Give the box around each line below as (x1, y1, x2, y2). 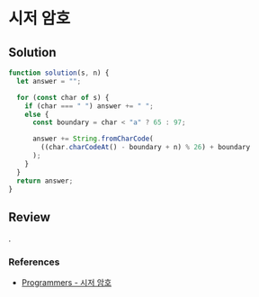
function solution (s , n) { (8, 68, 110, 77)
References (8, 256, 60, 268)
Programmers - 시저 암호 (21, 277, 112, 288)
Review (8, 209, 51, 225)
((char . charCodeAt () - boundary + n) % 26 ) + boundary (40, 143, 251, 152)
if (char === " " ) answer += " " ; (24, 101, 154, 111)
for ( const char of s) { (16, 93, 110, 102)
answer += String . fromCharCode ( (31, 134, 154, 144)
